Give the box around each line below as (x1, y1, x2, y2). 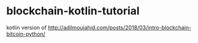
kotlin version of (6, 24, 47, 31)
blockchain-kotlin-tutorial (6, 4, 140, 18)
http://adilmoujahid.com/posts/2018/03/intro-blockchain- (48, 24, 192, 31)
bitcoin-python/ (6, 30, 46, 37)
